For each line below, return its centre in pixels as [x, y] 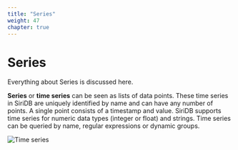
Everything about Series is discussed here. [70, 82]
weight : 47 [24, 21]
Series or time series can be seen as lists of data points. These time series [118, 96]
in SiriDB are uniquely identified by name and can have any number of [110, 103]
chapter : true [29, 27]
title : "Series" [31, 14]
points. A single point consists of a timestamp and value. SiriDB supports [114, 111]
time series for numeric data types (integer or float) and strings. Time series [119, 119]
